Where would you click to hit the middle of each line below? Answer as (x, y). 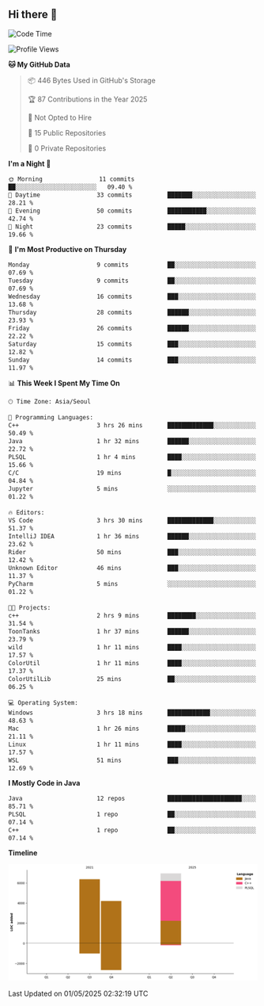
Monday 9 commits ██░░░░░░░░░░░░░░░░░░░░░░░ (132, 265)
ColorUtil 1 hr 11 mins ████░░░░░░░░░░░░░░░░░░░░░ (132, 663)
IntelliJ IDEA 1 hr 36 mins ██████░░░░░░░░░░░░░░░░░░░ (132, 536)
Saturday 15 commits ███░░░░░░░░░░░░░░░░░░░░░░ (132, 344)
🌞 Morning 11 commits (72, 179)
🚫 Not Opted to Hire (60, 117)
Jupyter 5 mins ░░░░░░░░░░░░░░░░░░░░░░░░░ (132, 488)
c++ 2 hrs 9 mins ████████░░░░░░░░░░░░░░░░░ (132, 615)
